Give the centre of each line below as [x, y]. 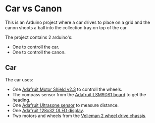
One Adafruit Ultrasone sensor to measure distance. [65, 105]
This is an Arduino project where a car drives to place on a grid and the [77, 22]
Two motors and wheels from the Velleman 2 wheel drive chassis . [79, 116]
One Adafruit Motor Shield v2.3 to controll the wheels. [67, 89]
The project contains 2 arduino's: [39, 37]
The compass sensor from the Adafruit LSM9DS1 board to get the [79, 94]
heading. [21, 100]
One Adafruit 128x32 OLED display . [48, 110]
